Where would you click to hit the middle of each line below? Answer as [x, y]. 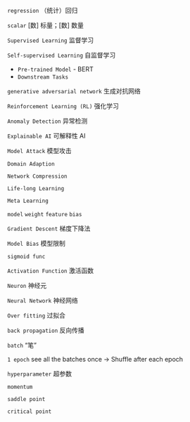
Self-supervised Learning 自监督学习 [62, 55]
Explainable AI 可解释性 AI [46, 136]
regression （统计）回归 [43, 10]
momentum [20, 387]
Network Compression [38, 176]
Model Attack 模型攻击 [39, 151]
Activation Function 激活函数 [50, 270]
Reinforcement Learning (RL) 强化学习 [63, 106]
